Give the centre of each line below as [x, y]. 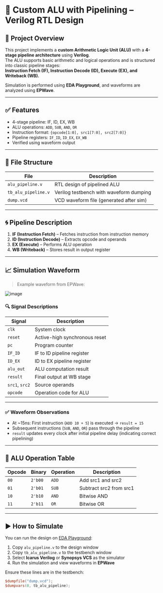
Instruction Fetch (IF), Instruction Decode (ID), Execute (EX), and [71, 71]
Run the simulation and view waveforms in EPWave [63, 563]
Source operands [54, 385]
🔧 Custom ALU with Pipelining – [69, 10]
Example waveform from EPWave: [51, 285]
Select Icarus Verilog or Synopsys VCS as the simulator [68, 558]
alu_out [16, 369]
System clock [50, 329]
